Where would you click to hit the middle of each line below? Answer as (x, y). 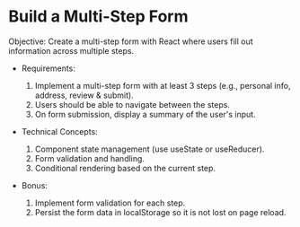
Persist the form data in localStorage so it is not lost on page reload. (160, 212)
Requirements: (48, 68)
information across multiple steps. (71, 50)
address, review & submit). (84, 95)
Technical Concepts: (59, 131)
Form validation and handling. (90, 158)
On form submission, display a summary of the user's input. (146, 114)
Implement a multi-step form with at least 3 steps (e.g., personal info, (163, 85)
